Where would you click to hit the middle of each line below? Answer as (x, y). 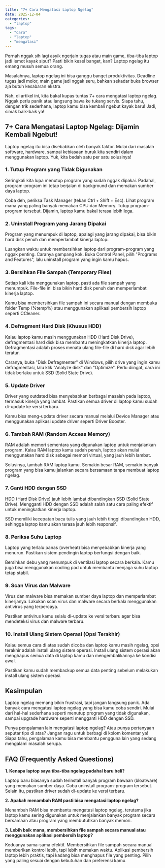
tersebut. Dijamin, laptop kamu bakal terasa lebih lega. (79, 211)
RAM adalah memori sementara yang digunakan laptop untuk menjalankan (81, 445)
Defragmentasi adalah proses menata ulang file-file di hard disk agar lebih (80, 347)
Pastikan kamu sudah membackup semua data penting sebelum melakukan (82, 670)
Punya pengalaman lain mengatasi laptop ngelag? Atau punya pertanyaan (80, 728)
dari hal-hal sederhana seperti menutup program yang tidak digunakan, (78, 713)
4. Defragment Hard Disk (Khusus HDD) (53, 326)
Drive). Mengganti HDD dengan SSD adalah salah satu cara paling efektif (79, 504)
